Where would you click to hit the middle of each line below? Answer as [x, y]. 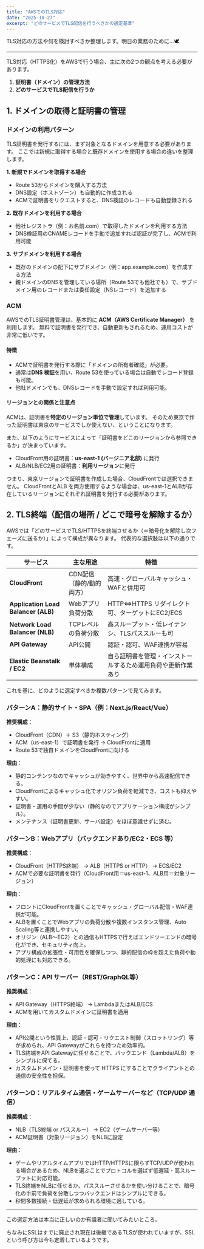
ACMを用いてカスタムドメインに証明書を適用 [72, 1012]
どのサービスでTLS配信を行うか [55, 90]
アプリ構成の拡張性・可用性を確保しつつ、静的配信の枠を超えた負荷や [103, 952]
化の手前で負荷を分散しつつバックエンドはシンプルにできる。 [92, 1193]
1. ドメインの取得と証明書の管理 [66, 111]
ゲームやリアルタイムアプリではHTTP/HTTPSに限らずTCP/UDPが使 [99, 1163]
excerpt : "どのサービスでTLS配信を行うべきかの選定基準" [71, 23]
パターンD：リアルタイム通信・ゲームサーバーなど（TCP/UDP [97, 1093]
